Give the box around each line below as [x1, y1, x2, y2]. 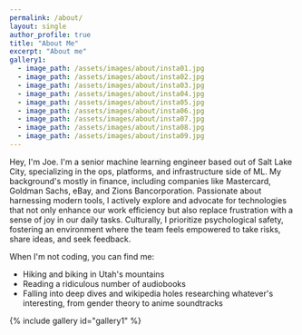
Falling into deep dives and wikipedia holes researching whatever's [22, 288, 274, 299]
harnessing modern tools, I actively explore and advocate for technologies [9, 194, 287, 205]
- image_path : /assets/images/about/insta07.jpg [17, 114, 205, 123]
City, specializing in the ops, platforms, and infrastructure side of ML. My [9, 165, 282, 177]
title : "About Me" [9, 38, 79, 48]
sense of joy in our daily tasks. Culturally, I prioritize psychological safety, [9, 214, 284, 225]
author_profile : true [9, 30, 92, 39]
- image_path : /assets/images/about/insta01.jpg [17, 64, 205, 74]
